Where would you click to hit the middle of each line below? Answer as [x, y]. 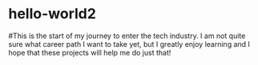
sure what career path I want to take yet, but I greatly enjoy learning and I [129, 44]
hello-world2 [52, 14]
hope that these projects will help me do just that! [90, 52]
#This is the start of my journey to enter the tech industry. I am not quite [127, 36]
